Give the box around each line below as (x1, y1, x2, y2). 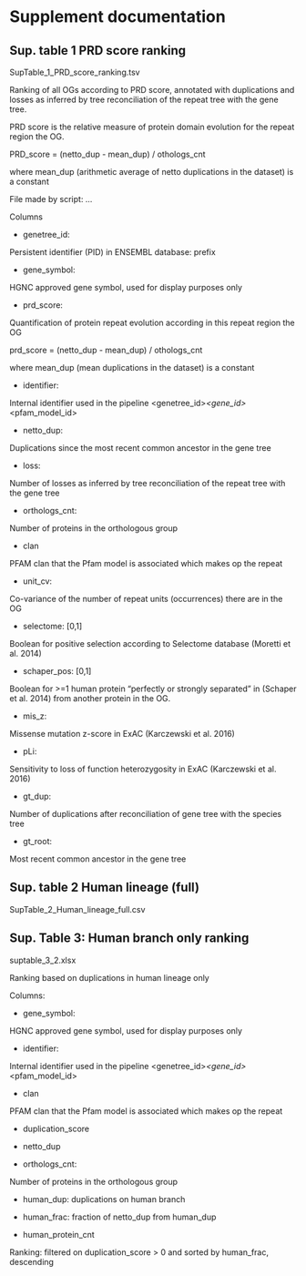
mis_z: (22, 710, 47, 721)
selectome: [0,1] (22, 621, 83, 631)
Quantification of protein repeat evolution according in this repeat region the (9, 317, 295, 328)
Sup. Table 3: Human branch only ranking (9, 931, 250, 946)
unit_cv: (22, 576, 53, 587)
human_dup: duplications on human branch (22, 1193, 186, 1204)
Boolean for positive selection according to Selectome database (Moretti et (9, 638, 291, 648)
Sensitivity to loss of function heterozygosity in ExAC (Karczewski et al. (9, 763, 277, 774)
